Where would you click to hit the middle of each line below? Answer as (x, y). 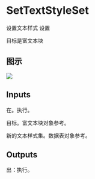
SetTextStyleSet (47, 11)
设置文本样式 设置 (28, 28)
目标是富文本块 (25, 40)
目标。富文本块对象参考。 (38, 123)
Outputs (22, 155)
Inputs (19, 95)
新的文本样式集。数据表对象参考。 (48, 135)
